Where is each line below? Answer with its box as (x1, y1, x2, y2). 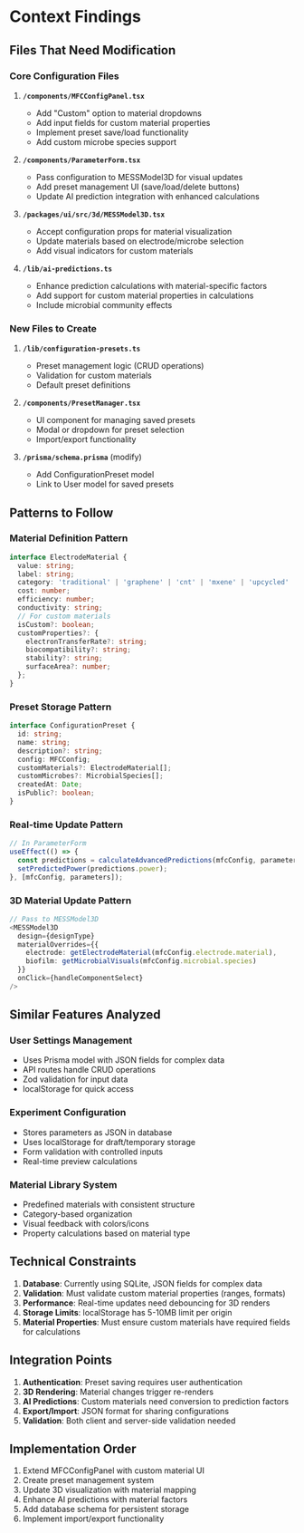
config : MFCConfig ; (17, 755, 91, 764)
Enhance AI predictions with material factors (22, 1494, 188, 1505)
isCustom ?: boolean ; (17, 620, 95, 629)
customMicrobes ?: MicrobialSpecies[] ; (17, 772, 165, 781)
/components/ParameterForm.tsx (22, 156, 141, 165)
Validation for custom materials (35, 370, 152, 381)
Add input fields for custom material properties (35, 117, 211, 128)
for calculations (22, 1326, 81, 1337)
